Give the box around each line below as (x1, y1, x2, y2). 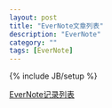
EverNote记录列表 (9, 89, 76, 100)
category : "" (9, 37, 58, 47)
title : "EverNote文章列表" (9, 21, 104, 30)
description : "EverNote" (9, 29, 101, 38)
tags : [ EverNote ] (9, 46, 74, 55)
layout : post (9, 12, 58, 22)
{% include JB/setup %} (9, 71, 98, 81)
